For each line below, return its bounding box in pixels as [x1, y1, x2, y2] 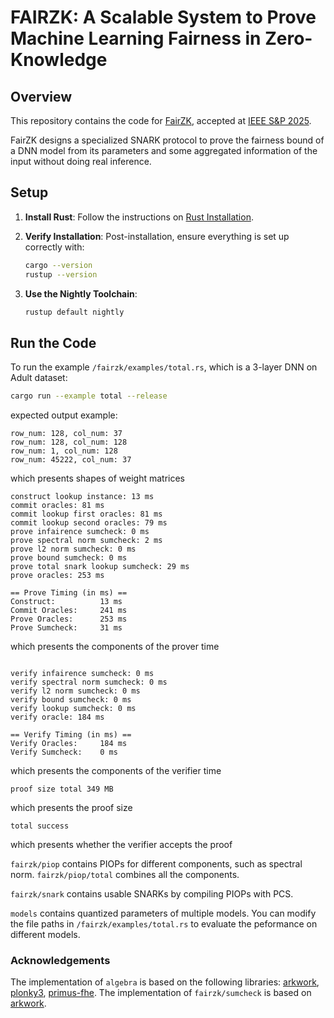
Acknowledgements [10, 954, 111, 968]
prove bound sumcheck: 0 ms [10, 553, 128, 563]
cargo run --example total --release [10, 391, 168, 401]
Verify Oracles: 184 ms [10, 739, 128, 749]
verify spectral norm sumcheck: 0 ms [10, 677, 168, 688]
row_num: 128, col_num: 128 [10, 437, 128, 448]
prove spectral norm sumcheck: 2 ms [10, 536, 163, 546]
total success [10, 821, 70, 831]
